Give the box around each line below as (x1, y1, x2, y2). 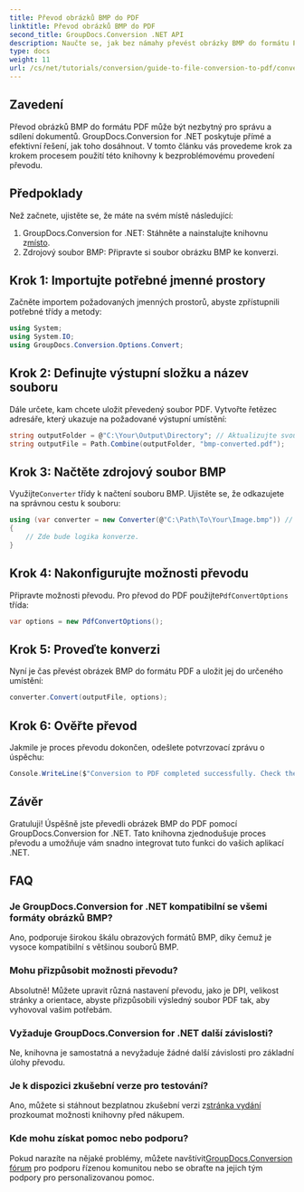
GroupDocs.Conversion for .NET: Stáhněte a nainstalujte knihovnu (22, 227, 269, 238)
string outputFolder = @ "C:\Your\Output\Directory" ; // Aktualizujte (9, 430, 278, 440)
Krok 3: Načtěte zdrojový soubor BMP (9, 464, 226, 479)
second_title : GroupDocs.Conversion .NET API (9, 30, 184, 39)
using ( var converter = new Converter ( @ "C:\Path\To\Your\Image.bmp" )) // (9, 516, 294, 525)
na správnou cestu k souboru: (9, 498, 121, 509)
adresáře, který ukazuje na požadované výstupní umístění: (9, 413, 227, 424)
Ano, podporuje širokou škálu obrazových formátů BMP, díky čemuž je (9, 932, 272, 943)
